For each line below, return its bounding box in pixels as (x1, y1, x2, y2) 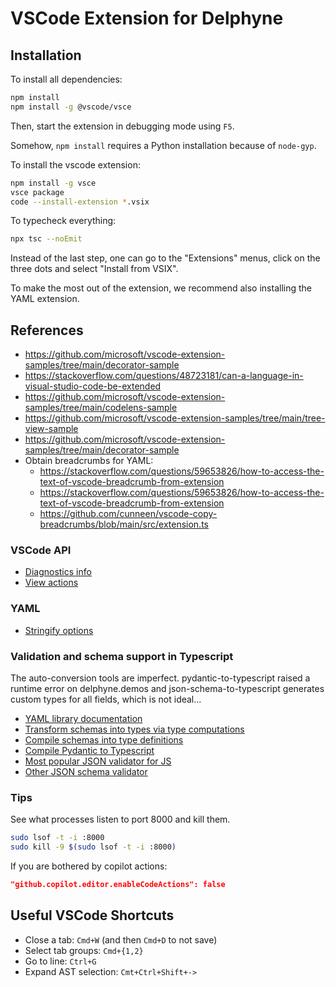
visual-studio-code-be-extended (24, 380, 162, 392)
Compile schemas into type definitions (24, 733, 184, 746)
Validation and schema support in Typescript (10, 649, 234, 663)
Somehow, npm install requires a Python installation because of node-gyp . (10, 139, 317, 151)
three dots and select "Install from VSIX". (10, 263, 179, 275)
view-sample (24, 423, 79, 435)
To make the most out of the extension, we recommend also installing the (10, 282, 313, 294)
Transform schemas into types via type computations (24, 723, 245, 735)
